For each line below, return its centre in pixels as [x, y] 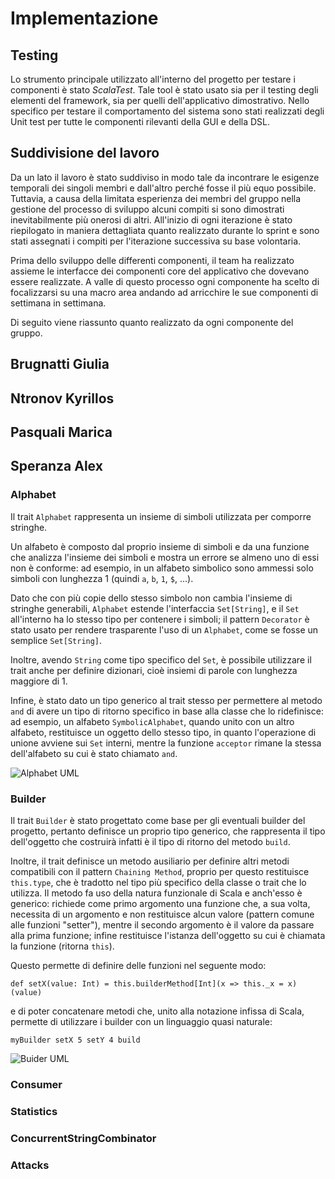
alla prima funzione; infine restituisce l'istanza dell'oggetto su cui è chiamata [168, 935]
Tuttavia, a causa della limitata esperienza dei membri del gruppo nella [156, 198]
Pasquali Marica [61, 432]
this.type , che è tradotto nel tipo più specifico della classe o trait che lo [158, 882]
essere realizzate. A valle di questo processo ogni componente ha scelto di [165, 281]
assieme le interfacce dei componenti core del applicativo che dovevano [160, 271]
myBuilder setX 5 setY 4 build [75, 1040]
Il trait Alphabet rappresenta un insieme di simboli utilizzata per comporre [161, 516]
